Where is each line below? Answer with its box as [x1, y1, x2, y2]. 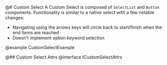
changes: [5, 15, 24, 20]
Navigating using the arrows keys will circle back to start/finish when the [12, 24, 162, 30]
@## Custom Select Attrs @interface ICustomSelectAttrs [5, 54, 122, 60]
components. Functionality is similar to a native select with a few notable [5, 9, 154, 15]
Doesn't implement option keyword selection [12, 35, 105, 41]
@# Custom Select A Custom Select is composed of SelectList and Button [5, 4, 160, 10]
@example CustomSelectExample [5, 45, 75, 50]
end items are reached [12, 30, 59, 35]
